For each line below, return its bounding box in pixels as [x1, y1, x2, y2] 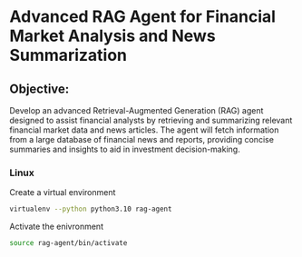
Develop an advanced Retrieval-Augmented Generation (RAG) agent [9, 105, 264, 115]
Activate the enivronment [9, 221, 104, 232]
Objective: [9, 81, 70, 96]
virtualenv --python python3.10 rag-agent [9, 204, 172, 214]
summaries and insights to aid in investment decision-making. [9, 143, 240, 154]
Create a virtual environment [9, 187, 116, 198]
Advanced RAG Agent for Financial [9, 6, 277, 27]
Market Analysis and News [9, 25, 216, 46]
